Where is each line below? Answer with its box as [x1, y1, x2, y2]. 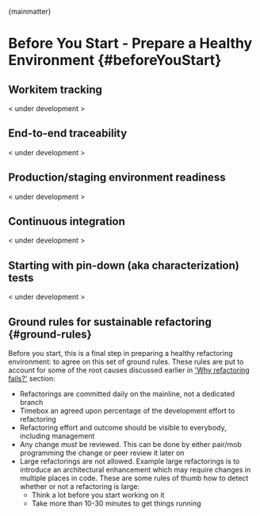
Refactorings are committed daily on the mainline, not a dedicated [19, 389, 235, 399]
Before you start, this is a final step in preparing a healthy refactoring [8, 349, 233, 358]
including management [19, 431, 95, 441]
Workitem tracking [8, 82, 103, 96]
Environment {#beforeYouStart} [8, 52, 222, 70]
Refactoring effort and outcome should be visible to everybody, [19, 423, 227, 433]
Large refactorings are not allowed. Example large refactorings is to [19, 457, 240, 466]
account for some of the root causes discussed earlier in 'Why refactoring [8, 365, 250, 375]
